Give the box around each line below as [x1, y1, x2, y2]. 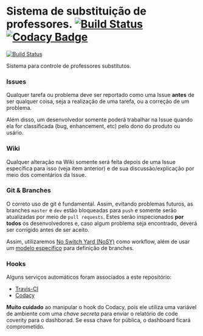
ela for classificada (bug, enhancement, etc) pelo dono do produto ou [6, 123, 181, 130]
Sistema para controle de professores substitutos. [6, 62, 132, 70]
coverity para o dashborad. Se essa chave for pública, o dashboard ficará [6, 316, 191, 324]
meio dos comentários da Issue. [6, 171, 86, 178]
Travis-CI [15, 285, 39, 293]
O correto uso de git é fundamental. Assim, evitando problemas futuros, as [6, 200, 193, 207]
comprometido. [6, 323, 45, 331]
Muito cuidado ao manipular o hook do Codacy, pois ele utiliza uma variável [6, 304, 197, 311]
